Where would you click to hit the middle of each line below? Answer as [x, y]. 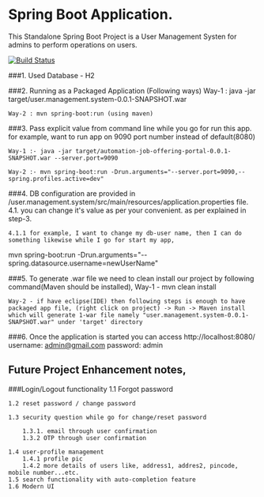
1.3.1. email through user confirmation [90, 431]
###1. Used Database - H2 [51, 75]
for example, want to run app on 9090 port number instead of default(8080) [132, 137]
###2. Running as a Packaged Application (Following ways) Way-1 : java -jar [132, 90]
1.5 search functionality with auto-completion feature [102, 480]
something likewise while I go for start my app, [92, 240]
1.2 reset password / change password [72, 403]
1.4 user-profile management [56, 452]
